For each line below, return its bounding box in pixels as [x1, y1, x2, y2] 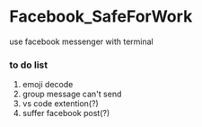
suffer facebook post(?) [22, 108, 110, 119]
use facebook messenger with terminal [9, 36, 154, 47]
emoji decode [22, 79, 74, 90]
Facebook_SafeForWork [9, 6, 193, 27]
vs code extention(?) [22, 98, 99, 109]
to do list [9, 59, 48, 71]
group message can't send [22, 88, 122, 100]
